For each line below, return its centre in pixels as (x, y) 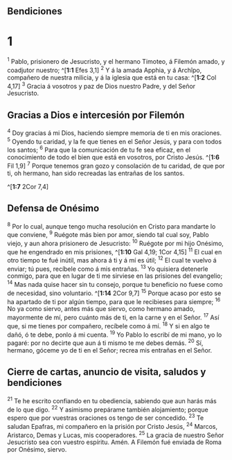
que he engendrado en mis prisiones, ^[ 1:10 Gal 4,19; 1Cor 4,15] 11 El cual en (115, 251)
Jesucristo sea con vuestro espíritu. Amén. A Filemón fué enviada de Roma (114, 442)
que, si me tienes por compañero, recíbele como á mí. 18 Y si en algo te (108, 325)
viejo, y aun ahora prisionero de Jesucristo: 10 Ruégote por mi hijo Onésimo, (115, 242)
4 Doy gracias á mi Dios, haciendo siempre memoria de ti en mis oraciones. (114, 132)
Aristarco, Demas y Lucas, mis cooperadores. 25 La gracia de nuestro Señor (116, 434)
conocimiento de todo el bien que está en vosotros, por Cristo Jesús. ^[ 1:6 (114, 157)
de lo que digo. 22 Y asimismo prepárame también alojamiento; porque (108, 409)
